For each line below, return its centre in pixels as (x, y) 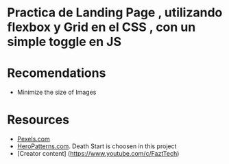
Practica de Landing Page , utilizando (115, 13)
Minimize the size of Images (57, 92)
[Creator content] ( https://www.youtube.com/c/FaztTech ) (98, 154)
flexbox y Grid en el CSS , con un (101, 27)
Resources (38, 120)
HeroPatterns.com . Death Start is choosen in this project (97, 146)
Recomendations (57, 73)
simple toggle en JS (64, 42)
